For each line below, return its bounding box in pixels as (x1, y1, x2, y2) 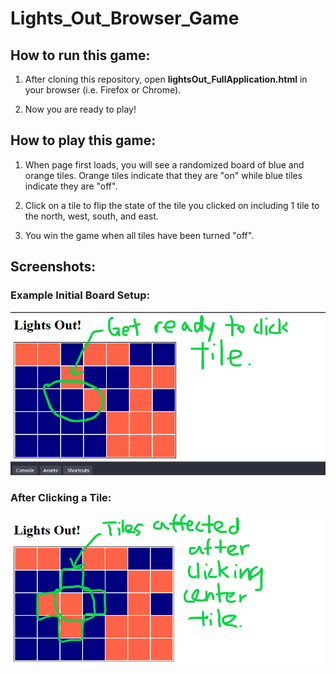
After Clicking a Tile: (10, 490, 112, 504)
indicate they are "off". (24, 180, 118, 192)
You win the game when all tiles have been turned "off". (24, 229, 255, 241)
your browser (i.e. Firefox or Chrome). (24, 84, 182, 96)
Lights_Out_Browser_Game (10, 7, 240, 30)
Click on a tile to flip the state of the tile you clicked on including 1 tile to (24, 199, 320, 211)
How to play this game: (10, 132, 157, 149)
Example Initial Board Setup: (10, 288, 151, 302)
